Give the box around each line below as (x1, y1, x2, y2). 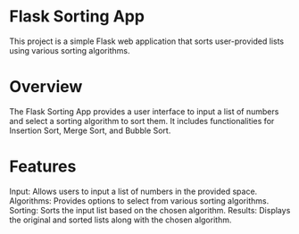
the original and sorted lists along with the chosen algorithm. (9, 214, 232, 225)
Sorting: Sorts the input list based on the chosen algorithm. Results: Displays (9, 205, 291, 215)
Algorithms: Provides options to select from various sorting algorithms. (9, 195, 270, 206)
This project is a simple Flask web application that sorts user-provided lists (9, 36, 284, 46)
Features (9, 156, 77, 177)
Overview (9, 77, 83, 97)
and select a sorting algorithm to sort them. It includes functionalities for (9, 115, 275, 126)
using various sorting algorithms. (9, 45, 130, 55)
